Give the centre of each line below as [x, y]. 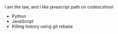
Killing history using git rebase [42, 26]
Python [19, 16]
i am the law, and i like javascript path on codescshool [59, 7]
